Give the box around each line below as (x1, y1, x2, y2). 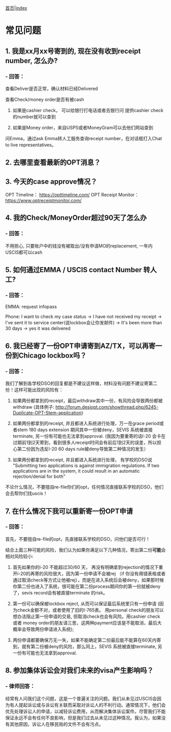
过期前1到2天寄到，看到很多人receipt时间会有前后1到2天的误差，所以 (12, 439, 157, 446)
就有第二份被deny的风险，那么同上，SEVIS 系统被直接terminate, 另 (21, 643, 162, 649)
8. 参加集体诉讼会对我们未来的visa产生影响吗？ (5, 666, 154, 675)
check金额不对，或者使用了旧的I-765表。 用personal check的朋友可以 (17, 607, 164, 613)
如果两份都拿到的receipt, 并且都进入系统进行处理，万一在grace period (12, 420, 159, 427)
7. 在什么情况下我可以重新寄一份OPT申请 (5, 506, 133, 516)
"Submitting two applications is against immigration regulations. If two (12, 462, 159, 469)
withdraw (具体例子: (12, 404, 54, 410)
